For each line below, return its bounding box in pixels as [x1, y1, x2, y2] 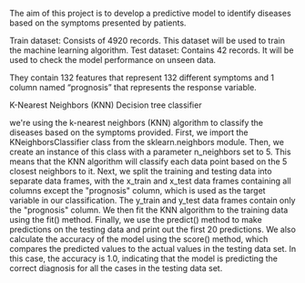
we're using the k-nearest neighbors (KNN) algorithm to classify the [9, 118, 264, 128]
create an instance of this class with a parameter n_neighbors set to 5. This [9, 146, 291, 157]
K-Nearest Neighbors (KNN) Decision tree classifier [9, 100, 202, 110]
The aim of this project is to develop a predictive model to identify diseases [9, 8, 291, 18]
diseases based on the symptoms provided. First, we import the [9, 127, 249, 138]
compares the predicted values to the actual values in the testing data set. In [9, 244, 297, 254]
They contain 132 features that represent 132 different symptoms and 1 [9, 72, 275, 83]
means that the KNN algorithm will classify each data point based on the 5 [9, 156, 288, 167]
